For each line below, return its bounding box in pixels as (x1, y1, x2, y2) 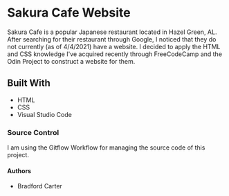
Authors (7, 166, 32, 175)
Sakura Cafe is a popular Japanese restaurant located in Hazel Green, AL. (7, 28, 217, 36)
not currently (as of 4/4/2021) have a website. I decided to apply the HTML (7, 42, 221, 51)
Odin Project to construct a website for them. (7, 57, 136, 65)
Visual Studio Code (17, 110, 73, 118)
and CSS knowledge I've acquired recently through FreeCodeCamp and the (7, 50, 223, 58)
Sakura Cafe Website (7, 5, 131, 21)
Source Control (7, 127, 59, 137)
